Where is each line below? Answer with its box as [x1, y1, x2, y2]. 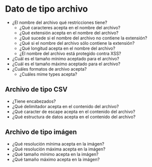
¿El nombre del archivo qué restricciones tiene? [12, 19, 108, 25]
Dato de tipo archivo [5, 3, 88, 15]
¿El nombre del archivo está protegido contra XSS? [19, 50, 121, 56]
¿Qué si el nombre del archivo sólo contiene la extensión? [19, 40, 135, 46]
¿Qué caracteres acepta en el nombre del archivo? [19, 24, 120, 30]
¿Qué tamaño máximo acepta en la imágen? [12, 156, 100, 162]
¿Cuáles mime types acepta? [19, 71, 78, 77]
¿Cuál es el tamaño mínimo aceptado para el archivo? [12, 56, 119, 61]
